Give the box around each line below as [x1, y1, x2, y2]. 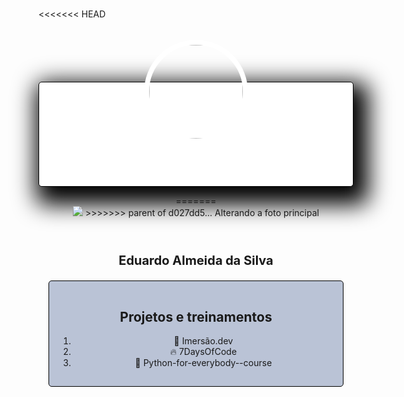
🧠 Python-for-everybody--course [134, 357, 273, 368]
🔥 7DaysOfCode [169, 346, 238, 357]
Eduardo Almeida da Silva [118, 253, 274, 269]
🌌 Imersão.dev [173, 335, 234, 347]
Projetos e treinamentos [119, 308, 273, 325]
